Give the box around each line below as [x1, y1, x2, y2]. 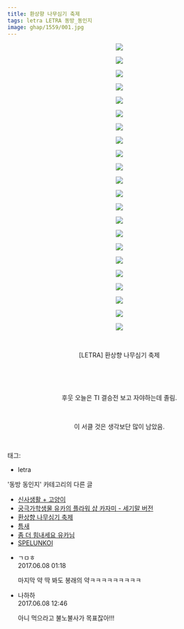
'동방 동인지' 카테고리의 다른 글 [7, 480, 93, 489]
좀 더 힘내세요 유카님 [17, 531, 75, 539]
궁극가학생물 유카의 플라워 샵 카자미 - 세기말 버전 [17, 504, 154, 512]
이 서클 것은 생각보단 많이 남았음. [73, 422, 166, 431]
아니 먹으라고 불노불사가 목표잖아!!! [17, 614, 115, 623]
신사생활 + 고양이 [17, 495, 66, 504]
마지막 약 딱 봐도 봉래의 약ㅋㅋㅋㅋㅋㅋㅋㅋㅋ [17, 576, 142, 585]
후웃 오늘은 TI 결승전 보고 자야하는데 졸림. [61, 394, 178, 402]
